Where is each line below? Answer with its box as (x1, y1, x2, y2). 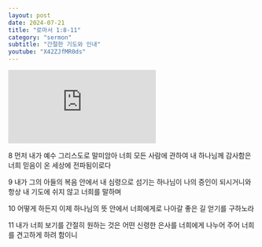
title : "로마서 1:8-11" (8, 26, 81, 34)
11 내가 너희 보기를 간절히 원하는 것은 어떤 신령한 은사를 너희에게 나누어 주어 (8, 220, 240, 230)
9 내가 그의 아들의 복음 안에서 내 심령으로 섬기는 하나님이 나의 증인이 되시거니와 (8, 177, 252, 187)
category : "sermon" (8, 33, 72, 42)
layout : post (8, 11, 51, 20)
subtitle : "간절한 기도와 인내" (8, 41, 101, 49)
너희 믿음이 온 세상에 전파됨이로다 (8, 161, 112, 169)
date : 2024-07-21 (8, 19, 65, 27)
